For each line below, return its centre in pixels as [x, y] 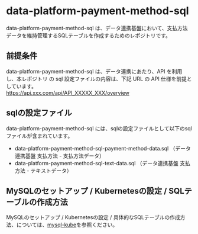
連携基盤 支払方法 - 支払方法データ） [60, 156]
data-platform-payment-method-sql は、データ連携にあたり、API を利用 [94, 71]
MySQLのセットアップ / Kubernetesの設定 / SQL [95, 191]
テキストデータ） [51, 171]
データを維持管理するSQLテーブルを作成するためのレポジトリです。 [89, 35]
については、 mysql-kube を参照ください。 [67, 225]
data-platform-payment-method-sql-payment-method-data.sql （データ [103, 148]
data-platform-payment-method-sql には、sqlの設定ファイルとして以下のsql [99, 128]
